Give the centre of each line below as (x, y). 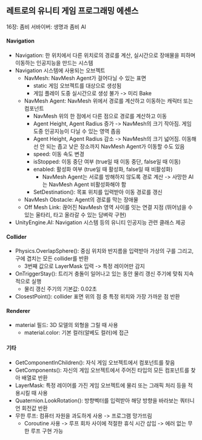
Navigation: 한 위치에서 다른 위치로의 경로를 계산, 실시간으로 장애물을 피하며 (105, 55)
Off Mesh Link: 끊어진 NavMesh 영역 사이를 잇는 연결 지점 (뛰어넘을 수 (108, 207)
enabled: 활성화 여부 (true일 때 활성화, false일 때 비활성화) (103, 170)
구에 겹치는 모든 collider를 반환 (52, 259)
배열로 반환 (35, 377)
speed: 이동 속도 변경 (59, 154)
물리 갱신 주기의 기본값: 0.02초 (60, 289)
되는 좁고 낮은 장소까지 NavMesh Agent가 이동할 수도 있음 (116, 146)
